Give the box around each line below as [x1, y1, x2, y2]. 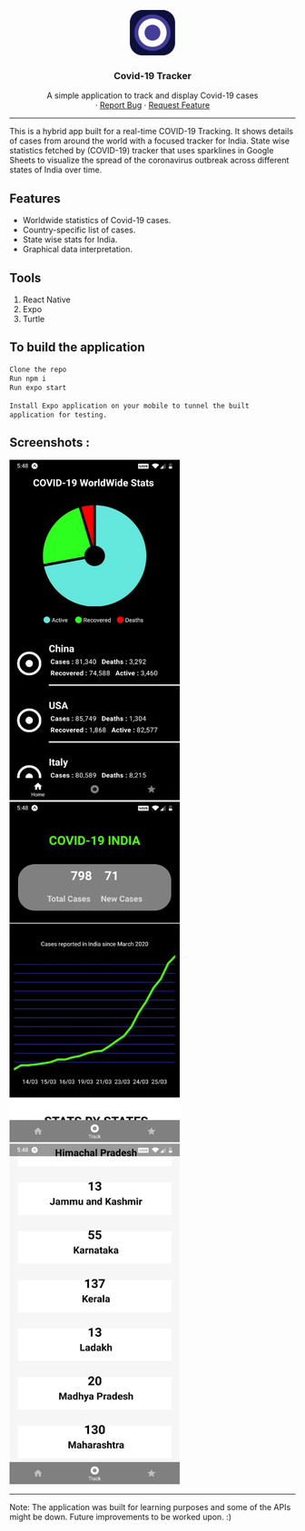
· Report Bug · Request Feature [94, 100, 211, 111]
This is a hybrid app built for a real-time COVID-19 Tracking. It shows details [9, 126, 293, 137]
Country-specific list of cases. [22, 224, 136, 236]
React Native [22, 294, 71, 305]
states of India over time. [9, 164, 103, 175]
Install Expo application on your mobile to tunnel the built [9, 401, 250, 410]
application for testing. [9, 410, 107, 419]
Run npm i [9, 374, 47, 383]
